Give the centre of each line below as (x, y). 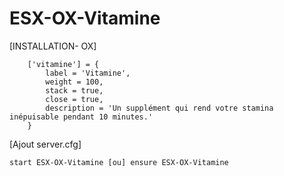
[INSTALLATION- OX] (53, 46)
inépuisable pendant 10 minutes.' (81, 117)
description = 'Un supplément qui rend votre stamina (159, 108)
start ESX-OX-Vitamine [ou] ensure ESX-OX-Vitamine (119, 162)
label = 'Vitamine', (88, 73)
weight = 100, (74, 82)
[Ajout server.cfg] (45, 144)
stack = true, (74, 90)
